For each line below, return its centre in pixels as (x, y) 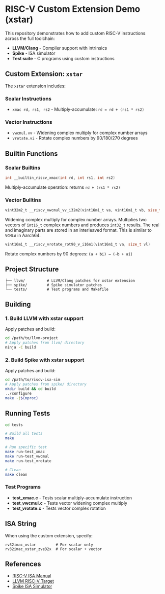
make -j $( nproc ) (22, 398)
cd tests (14, 425)
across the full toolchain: (30, 38)
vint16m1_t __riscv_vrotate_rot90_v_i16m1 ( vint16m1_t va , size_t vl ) (78, 245)
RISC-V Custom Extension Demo (73, 9)
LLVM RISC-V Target (33, 581)
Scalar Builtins (23, 168)
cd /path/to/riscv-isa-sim (33, 380)
